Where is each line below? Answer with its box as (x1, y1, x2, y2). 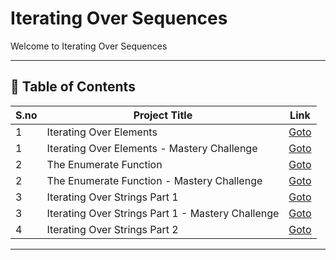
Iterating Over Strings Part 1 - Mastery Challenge (46, 206, 280, 220)
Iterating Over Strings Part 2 (46, 222, 179, 236)
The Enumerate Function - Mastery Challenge (46, 173, 263, 187)
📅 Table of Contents (10, 78, 136, 96)
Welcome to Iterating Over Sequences (10, 40, 168, 52)
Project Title (133, 108, 193, 122)
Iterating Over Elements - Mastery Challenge (46, 141, 258, 155)
